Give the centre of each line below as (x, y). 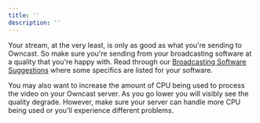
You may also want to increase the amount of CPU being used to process (126, 85)
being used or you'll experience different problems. (91, 110)
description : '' (35, 23)
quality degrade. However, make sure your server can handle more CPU (125, 102)
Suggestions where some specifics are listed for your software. (111, 70)
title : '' (24, 15)
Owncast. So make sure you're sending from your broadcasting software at (130, 53)
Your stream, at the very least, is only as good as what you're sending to (125, 45)
